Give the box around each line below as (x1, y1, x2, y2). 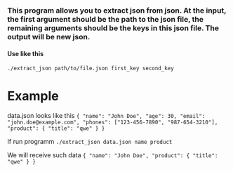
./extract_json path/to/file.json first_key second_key (7, 65, 174, 72)
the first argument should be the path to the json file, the (7, 14, 204, 24)
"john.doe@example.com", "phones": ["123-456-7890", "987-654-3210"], (7, 119, 218, 126)
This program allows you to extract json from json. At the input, (7, 6, 227, 15)
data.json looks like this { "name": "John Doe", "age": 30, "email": (7, 112, 206, 120)
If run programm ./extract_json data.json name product (7, 138, 173, 146)
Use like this (7, 49, 44, 58)
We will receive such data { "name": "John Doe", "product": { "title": (7, 151, 218, 159)
